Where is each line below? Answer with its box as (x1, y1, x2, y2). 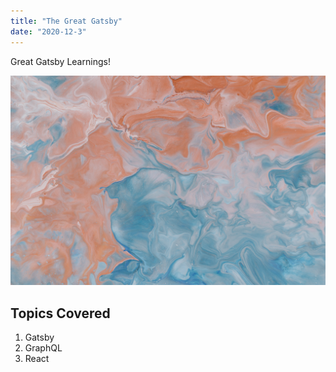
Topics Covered (10, 305, 111, 322)
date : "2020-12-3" (10, 26, 87, 37)
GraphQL (24, 341, 63, 354)
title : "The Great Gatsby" (10, 16, 123, 26)
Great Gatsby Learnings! (10, 55, 111, 67)
